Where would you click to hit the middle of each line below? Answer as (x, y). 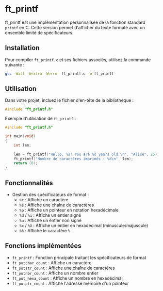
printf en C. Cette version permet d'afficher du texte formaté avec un (75, 27)
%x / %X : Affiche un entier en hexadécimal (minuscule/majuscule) (84, 226)
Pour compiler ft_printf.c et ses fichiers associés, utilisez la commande (78, 60)
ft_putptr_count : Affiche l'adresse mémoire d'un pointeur (71, 283)
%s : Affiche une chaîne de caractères (57, 205)
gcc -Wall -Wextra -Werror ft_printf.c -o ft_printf (59, 74)
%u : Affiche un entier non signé (50, 220)
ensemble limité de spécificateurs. (39, 32)
